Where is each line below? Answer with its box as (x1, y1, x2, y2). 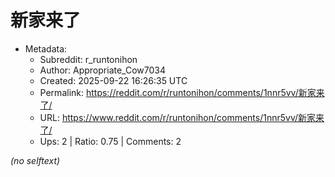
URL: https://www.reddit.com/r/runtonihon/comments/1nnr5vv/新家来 (39, 111, 325, 123)
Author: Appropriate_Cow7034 (39, 64, 166, 76)
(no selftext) (10, 154, 61, 166)
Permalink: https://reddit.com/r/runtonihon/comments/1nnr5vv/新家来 (39, 86, 325, 98)
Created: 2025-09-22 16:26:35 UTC (39, 74, 188, 86)
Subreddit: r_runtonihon (39, 53, 138, 65)
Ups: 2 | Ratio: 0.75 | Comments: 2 (39, 135, 182, 147)
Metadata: (24, 42, 68, 55)
